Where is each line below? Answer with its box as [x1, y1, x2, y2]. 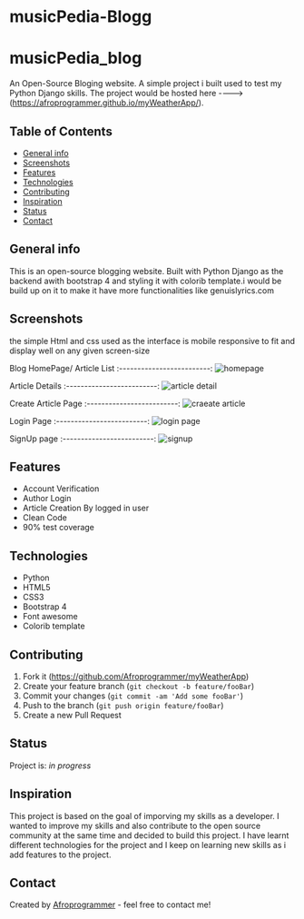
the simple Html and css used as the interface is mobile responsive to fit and [9, 335, 296, 346]
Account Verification [22, 483, 100, 494]
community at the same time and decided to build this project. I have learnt [9, 829, 289, 841]
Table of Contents [9, 124, 113, 139]
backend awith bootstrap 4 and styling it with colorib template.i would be [9, 275, 282, 286]
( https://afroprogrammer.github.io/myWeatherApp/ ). [9, 97, 204, 108]
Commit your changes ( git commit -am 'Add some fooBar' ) [22, 690, 244, 701]
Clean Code [22, 512, 68, 523]
